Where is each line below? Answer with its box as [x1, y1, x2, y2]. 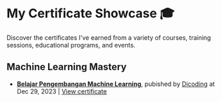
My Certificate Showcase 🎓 [6, 6, 175, 22]
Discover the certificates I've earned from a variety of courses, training [6, 33, 211, 42]
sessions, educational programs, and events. [6, 41, 136, 49]
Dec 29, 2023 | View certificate [16, 87, 108, 95]
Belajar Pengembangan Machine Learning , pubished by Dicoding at [16, 80, 215, 88]
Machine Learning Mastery [6, 61, 127, 73]
